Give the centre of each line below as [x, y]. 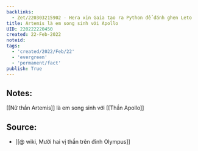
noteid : [16, 40]
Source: [22, 127]
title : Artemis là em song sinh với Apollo [62, 23]
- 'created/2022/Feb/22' [43, 52]
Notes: [19, 93]
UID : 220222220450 [30, 29]
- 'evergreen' [30, 57]
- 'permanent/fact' [37, 63]
